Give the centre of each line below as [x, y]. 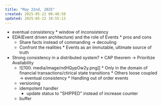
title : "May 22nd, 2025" [30, 9]
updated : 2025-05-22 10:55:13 [36, 18]
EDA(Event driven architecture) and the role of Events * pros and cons [82, 37]
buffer [25, 99]
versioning [30, 83]
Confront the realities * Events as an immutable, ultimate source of [85, 47]
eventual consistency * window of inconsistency [60, 32]
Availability [23, 63]
